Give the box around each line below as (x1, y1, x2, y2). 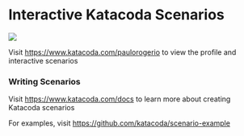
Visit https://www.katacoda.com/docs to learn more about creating (8, 94, 231, 104)
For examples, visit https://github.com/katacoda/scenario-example (8, 118, 230, 128)
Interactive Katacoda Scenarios (8, 6, 225, 24)
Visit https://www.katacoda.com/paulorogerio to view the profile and (8, 47, 237, 57)
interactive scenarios (8, 56, 78, 65)
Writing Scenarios (8, 76, 81, 87)
